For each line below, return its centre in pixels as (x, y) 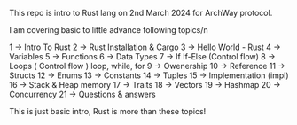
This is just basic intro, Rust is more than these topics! (108, 111)
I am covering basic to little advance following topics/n (109, 30)
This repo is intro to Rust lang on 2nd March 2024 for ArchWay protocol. (141, 13)
